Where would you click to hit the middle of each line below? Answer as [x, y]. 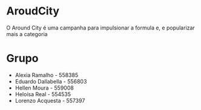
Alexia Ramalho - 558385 [47, 75]
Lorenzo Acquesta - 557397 [50, 100]
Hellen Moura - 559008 [44, 88]
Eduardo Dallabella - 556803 [51, 81]
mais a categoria [27, 34]
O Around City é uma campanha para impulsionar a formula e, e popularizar [100, 28]
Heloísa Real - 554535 [43, 94]
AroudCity [33, 11]
